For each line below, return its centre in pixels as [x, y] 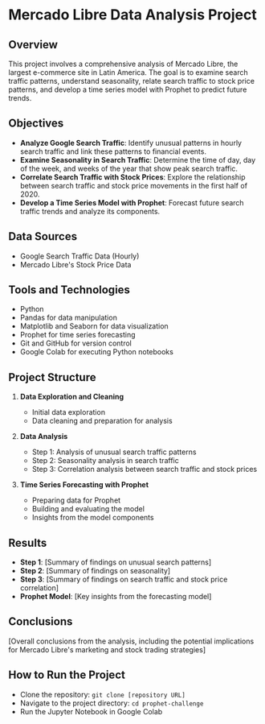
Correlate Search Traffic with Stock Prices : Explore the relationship [132, 177]
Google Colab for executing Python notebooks [97, 352]
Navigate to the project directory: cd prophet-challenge [112, 703]
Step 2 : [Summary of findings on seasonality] [95, 571]
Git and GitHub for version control [76, 343]
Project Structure [52, 377]
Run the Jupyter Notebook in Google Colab [91, 711]
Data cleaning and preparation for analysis [102, 421]
